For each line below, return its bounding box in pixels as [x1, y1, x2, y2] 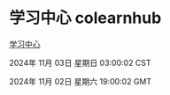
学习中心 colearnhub [9, 8, 162, 28]
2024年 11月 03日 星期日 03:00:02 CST [9, 57, 152, 68]
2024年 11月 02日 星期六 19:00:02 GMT [9, 76, 152, 86]
